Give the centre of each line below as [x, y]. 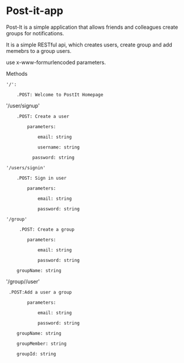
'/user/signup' [23, 105]
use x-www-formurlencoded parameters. [56, 62]
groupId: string [37, 354]
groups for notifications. [35, 33]
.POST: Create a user [43, 116]
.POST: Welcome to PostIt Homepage [60, 95]
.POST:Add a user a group [40, 292]
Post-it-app [35, 11]
